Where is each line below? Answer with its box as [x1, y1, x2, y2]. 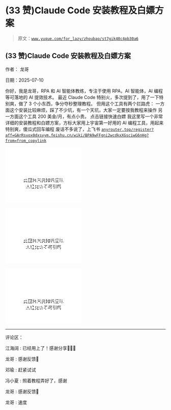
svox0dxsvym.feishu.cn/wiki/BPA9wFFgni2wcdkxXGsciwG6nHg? [23, 133, 149, 138]
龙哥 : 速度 [5, 399, 27, 405]
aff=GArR [5, 133, 24, 138]
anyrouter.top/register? [101, 127, 154, 132]
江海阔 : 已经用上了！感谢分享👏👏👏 [5, 345, 76, 351]
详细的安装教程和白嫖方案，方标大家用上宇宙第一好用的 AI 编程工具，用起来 [5, 119, 164, 125]
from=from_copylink [5, 138, 47, 143]
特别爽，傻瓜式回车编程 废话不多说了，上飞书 [5, 126, 100, 132]
